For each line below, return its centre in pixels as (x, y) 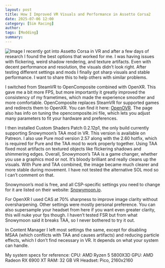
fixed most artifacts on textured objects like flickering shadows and (73, 149)
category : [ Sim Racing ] (30, 23)
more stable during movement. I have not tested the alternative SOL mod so (82, 169)
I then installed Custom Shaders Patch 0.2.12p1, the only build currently (77, 128)
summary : (14, 37)
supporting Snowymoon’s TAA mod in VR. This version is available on (75, 133)
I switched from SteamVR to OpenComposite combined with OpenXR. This (81, 87)
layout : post (18, 10)
